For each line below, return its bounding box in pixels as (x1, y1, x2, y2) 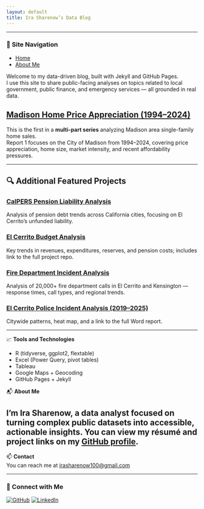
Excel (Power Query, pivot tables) (15, 356, 99, 363)
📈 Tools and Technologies (6, 336, 75, 343)
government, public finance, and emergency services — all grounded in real (6, 85, 196, 93)
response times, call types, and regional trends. (6, 288, 126, 296)
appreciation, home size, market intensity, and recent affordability (6, 145, 171, 152)
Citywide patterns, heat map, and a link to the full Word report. (6, 318, 163, 325)
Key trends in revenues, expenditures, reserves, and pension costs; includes (6, 246, 197, 254)
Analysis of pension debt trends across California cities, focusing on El (6, 211, 183, 218)
